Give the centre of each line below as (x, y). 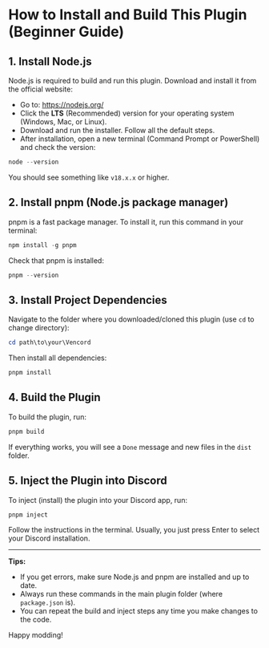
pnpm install (30, 373)
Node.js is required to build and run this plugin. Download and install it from (132, 81)
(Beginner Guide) (66, 32)
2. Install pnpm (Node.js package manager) (118, 202)
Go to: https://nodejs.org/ (62, 105)
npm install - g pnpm (43, 245)
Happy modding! (36, 635)
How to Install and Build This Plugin (128, 15)
